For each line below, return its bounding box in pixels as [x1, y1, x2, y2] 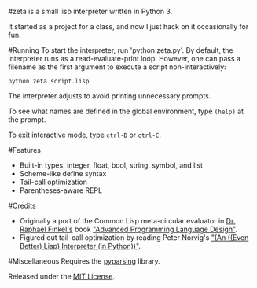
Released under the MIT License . [8, 271, 116, 281]
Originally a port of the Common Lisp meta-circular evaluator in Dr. [19, 216, 236, 225]
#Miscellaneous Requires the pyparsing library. [8, 257, 161, 266]
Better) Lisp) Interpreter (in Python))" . [19, 242, 141, 250]
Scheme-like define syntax [19, 169, 107, 178]
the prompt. [8, 115, 46, 124]
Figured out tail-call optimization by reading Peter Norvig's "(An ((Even [19, 233, 249, 242]
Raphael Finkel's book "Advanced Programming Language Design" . [19, 224, 238, 234]
